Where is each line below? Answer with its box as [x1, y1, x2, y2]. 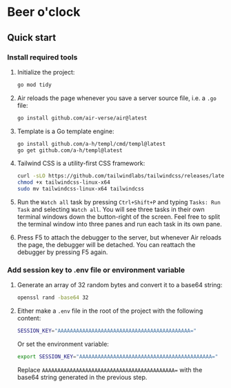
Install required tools [7, 52, 78, 62]
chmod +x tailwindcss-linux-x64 [17, 179, 110, 186]
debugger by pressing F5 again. [17, 248, 108, 256]
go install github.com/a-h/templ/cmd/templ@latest [17, 140, 166, 147]
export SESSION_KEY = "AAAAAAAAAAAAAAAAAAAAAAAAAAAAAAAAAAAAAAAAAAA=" [17, 353, 219, 360]
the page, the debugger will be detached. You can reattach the [17, 241, 196, 249]
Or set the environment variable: [17, 340, 109, 349]
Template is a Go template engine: [17, 127, 114, 135]
